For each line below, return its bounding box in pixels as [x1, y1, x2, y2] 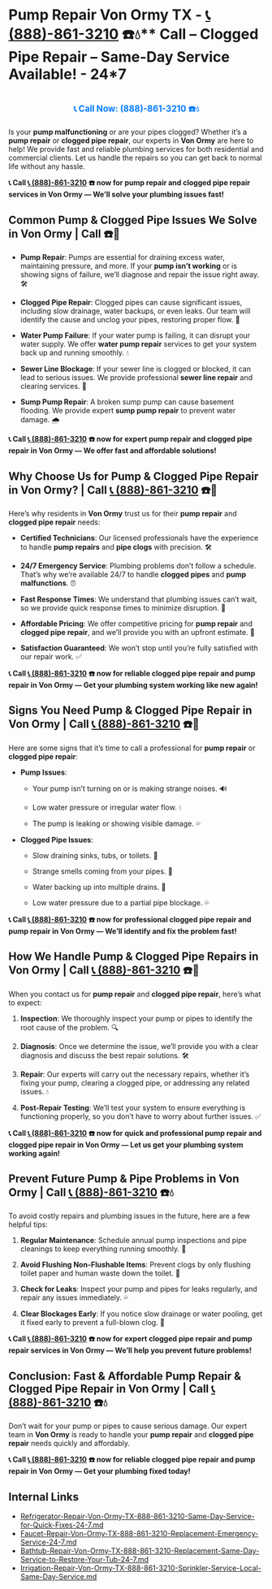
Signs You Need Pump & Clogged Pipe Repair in [8, 704, 253, 718]
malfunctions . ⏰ [19, 578, 76, 588]
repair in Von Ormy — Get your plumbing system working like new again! [8, 680, 258, 689]
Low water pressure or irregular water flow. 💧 [32, 802, 182, 812]
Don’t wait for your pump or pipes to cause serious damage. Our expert [8, 1421, 248, 1431]
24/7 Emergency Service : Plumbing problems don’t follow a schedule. [19, 561, 257, 570]
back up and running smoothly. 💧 [19, 348, 130, 358]
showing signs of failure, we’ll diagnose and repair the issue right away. [19, 270, 260, 279]
